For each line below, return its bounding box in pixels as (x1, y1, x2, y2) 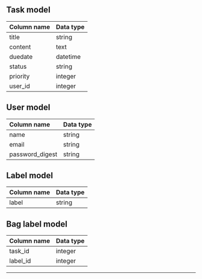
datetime (56, 52, 81, 61)
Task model (6, 5, 51, 15)
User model (6, 102, 50, 113)
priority (9, 72, 30, 80)
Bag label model (6, 219, 68, 229)
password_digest (9, 150, 58, 158)
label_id (9, 257, 31, 265)
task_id (9, 247, 30, 255)
